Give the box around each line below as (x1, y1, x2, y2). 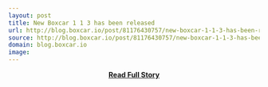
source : (8, 33, 34, 42)
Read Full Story (108, 70, 160, 79)
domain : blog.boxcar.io (8, 41, 88, 49)
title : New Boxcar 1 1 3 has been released (8, 19, 156, 27)
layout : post (8, 11, 52, 20)
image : (8, 48, 30, 56)
